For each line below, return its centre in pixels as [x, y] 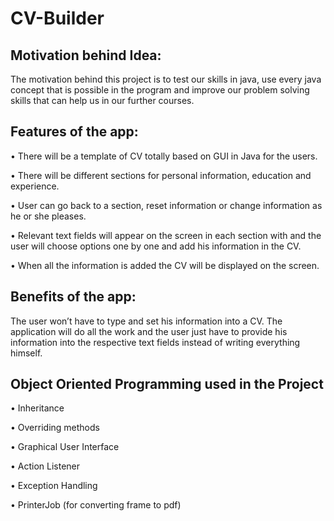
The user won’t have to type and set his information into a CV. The [146, 321]
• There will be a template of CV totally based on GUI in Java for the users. [164, 156]
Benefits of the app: [73, 297]
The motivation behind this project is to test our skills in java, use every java [166, 79]
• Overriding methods [55, 428]
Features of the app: [74, 132]
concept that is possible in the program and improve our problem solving [160, 90]
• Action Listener [45, 466]
